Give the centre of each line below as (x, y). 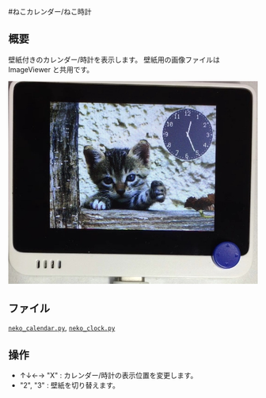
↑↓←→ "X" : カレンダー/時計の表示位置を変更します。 (108, 375)
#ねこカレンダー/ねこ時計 (50, 11)
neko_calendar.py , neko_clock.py (62, 328)
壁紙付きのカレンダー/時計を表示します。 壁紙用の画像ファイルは (114, 59)
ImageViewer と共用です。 (51, 69)
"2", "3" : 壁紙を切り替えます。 (70, 385)
